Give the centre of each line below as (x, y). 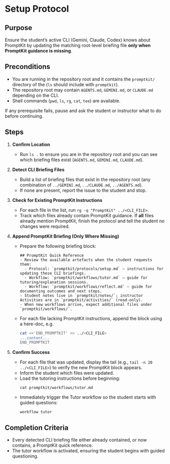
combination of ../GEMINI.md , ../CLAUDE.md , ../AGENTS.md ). (81, 185)
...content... (35, 338)
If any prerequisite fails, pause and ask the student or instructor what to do (83, 111)
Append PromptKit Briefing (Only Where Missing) (66, 236)
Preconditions (27, 67)
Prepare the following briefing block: (58, 246)
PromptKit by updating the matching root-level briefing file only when (78, 45)
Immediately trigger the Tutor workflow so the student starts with (88, 397)
